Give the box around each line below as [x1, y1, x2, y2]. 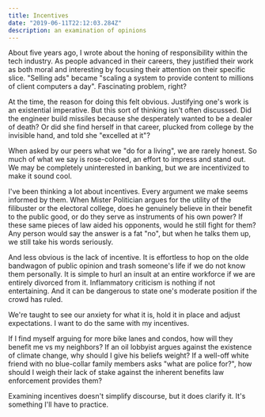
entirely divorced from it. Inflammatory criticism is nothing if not [8, 278, 216, 288]
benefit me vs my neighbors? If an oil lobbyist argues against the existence [8, 342, 252, 352]
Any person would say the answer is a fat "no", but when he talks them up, [8, 229, 252, 239]
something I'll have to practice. [8, 400, 109, 409]
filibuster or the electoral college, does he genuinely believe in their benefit [8, 204, 252, 213]
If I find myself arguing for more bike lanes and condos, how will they [8, 334, 233, 343]
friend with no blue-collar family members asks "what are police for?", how [8, 359, 252, 369]
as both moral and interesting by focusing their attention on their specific [8, 65, 246, 75]
